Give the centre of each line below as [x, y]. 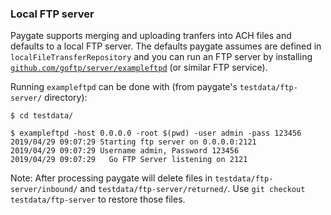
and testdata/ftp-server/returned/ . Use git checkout [192, 189]
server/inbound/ [44, 190]
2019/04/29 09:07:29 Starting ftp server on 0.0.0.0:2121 [133, 142]
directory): [66, 98]
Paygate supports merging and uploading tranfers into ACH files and [151, 36]
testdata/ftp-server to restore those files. [98, 199]
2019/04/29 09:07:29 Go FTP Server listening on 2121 [129, 160]
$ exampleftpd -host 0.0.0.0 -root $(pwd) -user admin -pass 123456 [156, 133]
